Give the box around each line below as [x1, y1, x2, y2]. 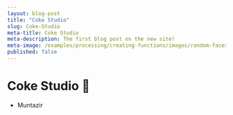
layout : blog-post [7, 10, 60, 17]
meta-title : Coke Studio [7, 29, 79, 36]
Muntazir [17, 101, 43, 109]
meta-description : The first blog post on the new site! [7, 36, 175, 43]
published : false [7, 49, 58, 56]
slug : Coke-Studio [7, 23, 60, 30]
